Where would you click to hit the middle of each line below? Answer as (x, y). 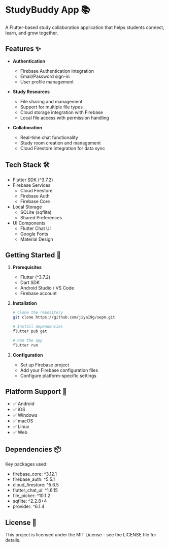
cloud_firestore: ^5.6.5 (36, 485)
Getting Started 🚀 (33, 255)
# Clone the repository (38, 313)
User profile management (47, 81)
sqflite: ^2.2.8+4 (30, 501)
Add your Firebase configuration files (59, 370)
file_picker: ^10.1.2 (31, 496)
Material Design (37, 239)
